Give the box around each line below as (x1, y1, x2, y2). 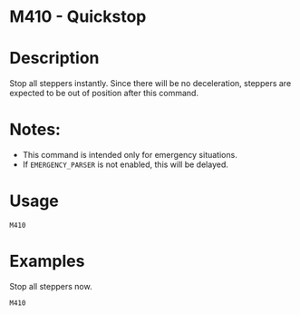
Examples (9, 251, 85, 271)
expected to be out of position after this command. (9, 88, 199, 99)
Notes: (9, 120, 62, 140)
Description (9, 48, 100, 69)
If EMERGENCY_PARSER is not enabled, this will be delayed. (22, 159, 228, 170)
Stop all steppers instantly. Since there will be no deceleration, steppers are (9, 78, 292, 89)
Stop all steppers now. (9, 281, 92, 291)
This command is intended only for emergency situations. (22, 150, 237, 161)
